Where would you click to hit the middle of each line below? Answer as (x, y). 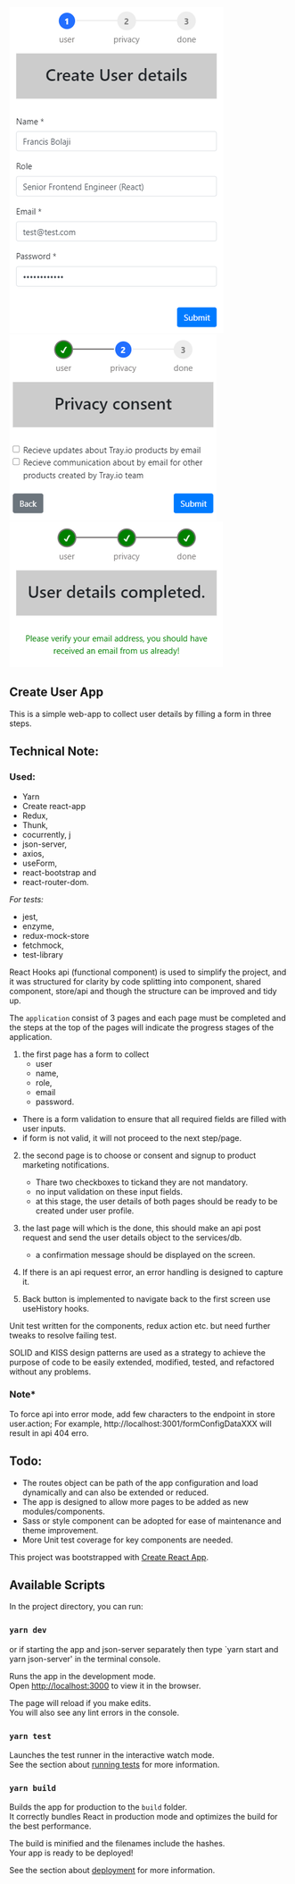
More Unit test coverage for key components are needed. (127, 1540)
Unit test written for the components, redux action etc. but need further (140, 1325)
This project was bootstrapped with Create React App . (109, 1557)
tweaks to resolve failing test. (63, 1335)
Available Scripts (57, 1585)
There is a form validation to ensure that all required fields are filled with (154, 1119)
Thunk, (35, 824)
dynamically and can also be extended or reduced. (115, 1492)
